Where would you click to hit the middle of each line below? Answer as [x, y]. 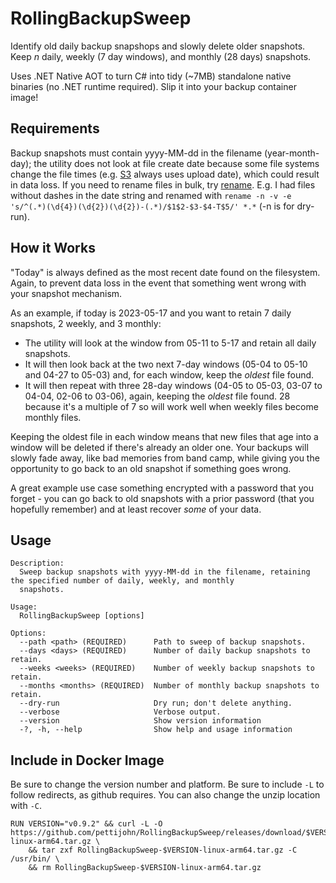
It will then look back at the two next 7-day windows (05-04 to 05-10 [166, 364]
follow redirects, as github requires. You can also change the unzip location [165, 795]
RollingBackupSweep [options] [82, 616]
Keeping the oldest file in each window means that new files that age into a [164, 436]
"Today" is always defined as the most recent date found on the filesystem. [165, 272]
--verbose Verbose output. [120, 712]
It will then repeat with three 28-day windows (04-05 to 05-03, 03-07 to [173, 385]
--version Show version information [140, 721]
